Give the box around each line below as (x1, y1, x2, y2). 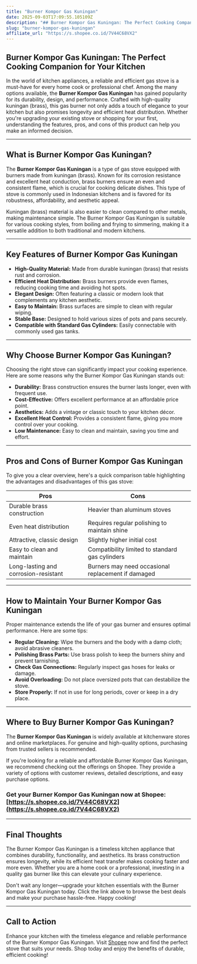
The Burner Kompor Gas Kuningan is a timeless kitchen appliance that (6, 845, 175, 852)
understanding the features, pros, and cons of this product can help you (6, 121, 181, 128)
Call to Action (6, 917, 57, 927)
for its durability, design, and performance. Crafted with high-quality (6, 95, 171, 103)
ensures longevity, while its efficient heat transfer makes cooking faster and (6, 857, 189, 864)
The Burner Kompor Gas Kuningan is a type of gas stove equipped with (6, 165, 181, 173)
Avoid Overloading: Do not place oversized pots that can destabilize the (14, 676, 190, 683)
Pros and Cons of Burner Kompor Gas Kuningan (6, 456, 184, 466)
